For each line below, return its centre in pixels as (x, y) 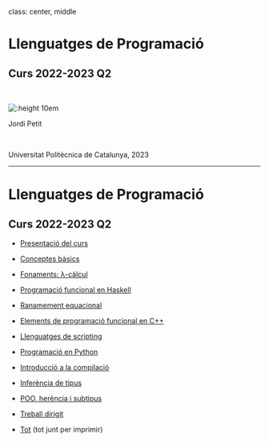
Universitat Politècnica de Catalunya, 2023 (79, 155)
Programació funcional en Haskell (76, 290)
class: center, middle (42, 12)
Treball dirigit (42, 414)
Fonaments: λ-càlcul (54, 274)
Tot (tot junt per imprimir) (61, 429)
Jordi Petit (25, 124)
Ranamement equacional (61, 305)
